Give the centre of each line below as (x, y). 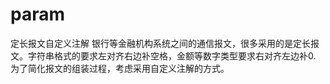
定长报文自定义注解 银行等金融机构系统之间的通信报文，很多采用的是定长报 (165, 43)
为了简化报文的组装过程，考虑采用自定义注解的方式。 (120, 68)
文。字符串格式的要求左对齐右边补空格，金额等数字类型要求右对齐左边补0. (163, 55)
